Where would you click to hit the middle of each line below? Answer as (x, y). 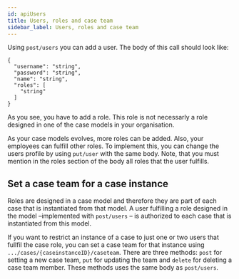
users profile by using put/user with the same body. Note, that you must (113, 154)
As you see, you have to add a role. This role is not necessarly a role (108, 117)
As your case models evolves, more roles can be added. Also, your (106, 139)
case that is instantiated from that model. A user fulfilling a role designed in (118, 209)
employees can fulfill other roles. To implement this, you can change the (113, 146)
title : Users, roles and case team (60, 21)
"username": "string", (47, 67)
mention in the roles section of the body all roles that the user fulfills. (108, 162)
